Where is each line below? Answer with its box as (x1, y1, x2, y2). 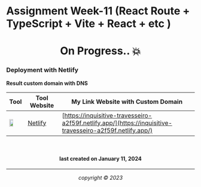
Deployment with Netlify (6, 66, 79, 74)
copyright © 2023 (78, 174, 123, 181)
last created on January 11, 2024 (59, 155, 142, 163)
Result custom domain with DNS (6, 79, 88, 87)
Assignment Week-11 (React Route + (6, 4, 190, 18)
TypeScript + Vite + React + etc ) (6, 17, 172, 30)
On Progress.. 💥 (59, 44, 142, 58)
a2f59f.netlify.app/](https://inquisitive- (62, 118, 172, 127)
